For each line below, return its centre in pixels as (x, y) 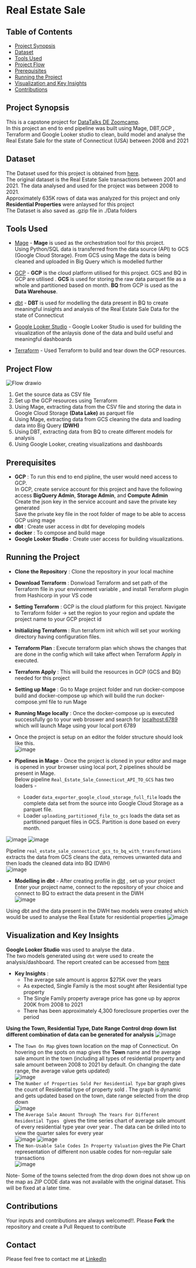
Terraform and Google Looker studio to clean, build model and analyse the (96, 134)
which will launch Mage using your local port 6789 (75, 725)
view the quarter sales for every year (59, 1133)
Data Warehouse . (36, 292)
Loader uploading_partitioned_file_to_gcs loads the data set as (102, 815)
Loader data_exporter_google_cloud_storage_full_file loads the (102, 797)
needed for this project (42, 678)
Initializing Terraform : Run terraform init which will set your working (97, 630)
